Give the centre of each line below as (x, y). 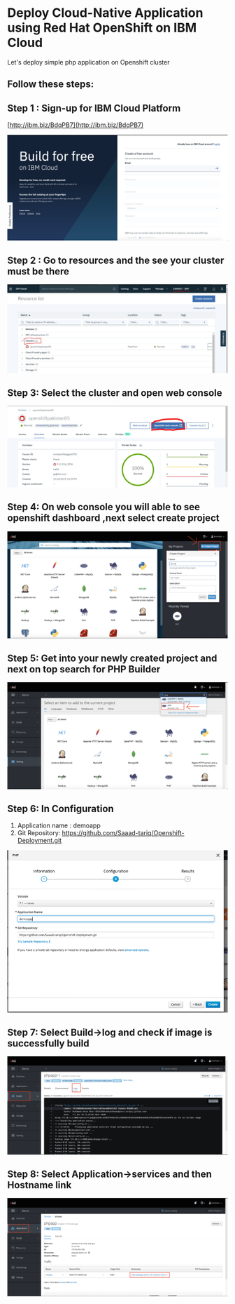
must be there (38, 271)
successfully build (48, 1043)
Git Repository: (39, 833)
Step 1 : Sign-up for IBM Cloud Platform (94, 108)
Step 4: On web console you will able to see (104, 507)
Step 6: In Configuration (60, 809)
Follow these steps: (51, 85)
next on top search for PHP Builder (84, 669)
